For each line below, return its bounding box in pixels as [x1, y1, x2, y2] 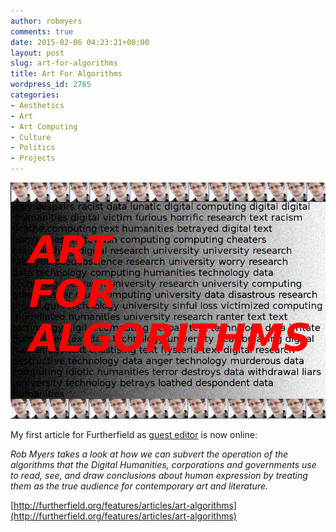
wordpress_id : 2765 [10, 80, 92, 90]
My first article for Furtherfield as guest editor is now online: [10, 429, 258, 440]
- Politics [10, 143, 56, 153]
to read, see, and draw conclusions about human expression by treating [10, 470, 308, 481]
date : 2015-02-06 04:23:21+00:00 [10, 37, 150, 47]
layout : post [10, 48, 65, 58]
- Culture [10, 132, 52, 142]
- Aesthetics [10, 100, 65, 110]
